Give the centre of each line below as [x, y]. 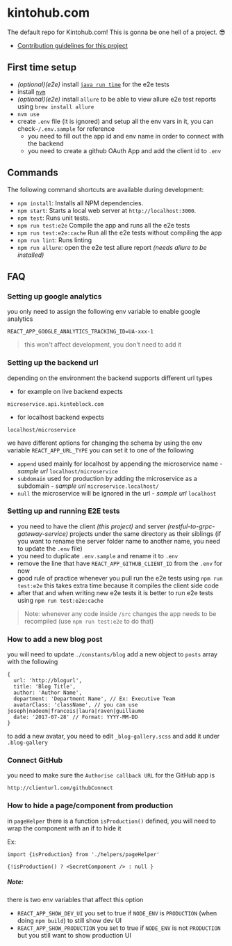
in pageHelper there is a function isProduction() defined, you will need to [112, 821]
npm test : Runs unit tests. [53, 218]
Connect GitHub [35, 760]
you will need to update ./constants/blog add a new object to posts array [112, 654]
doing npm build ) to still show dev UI [69, 920]
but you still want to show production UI [74, 935]
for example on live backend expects [70, 391]
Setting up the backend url [53, 363]
